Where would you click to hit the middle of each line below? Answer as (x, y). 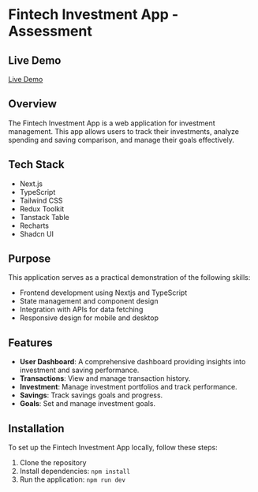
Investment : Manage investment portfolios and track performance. (129, 387)
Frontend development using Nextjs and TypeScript (103, 293)
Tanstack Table (44, 217)
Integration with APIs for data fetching (81, 310)
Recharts (34, 225)
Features (30, 343)
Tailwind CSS (41, 200)
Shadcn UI (36, 233)
